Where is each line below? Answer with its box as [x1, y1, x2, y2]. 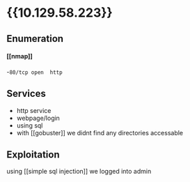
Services [6, 88, 47, 100]
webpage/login [16, 114, 61, 122]
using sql [16, 121, 43, 130]
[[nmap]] [6, 52, 33, 61]
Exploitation [6, 149, 60, 160]
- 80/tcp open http [6, 68, 63, 76]
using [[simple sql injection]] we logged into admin [6, 167, 152, 176]
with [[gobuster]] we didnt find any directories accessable [16, 128, 184, 137]
